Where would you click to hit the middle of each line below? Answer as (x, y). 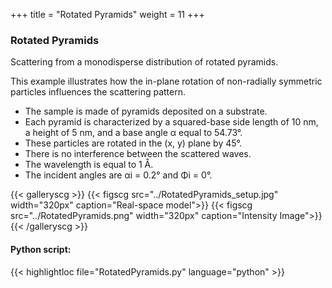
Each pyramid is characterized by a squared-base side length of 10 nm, (171, 122)
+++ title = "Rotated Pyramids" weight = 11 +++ (107, 14)
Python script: (41, 249)
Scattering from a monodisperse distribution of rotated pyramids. (144, 62)
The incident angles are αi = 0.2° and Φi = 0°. (118, 175)
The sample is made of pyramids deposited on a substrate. (146, 111)
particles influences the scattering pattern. (98, 92)
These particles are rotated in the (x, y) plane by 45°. (133, 143)
